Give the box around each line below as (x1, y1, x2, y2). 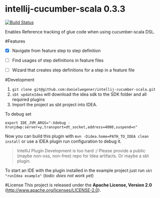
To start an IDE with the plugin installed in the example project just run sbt (5, 167, 153, 173)
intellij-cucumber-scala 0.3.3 (5, 3, 126, 15)
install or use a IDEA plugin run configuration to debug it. (5, 138, 122, 144)
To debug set (5, 111, 32, 117)
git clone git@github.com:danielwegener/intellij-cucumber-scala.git (12, 87, 156, 92)
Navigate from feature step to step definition (12, 48, 101, 53)
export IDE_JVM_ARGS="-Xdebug (5, 120, 66, 126)
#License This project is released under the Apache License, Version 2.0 (5, 182, 152, 188)
